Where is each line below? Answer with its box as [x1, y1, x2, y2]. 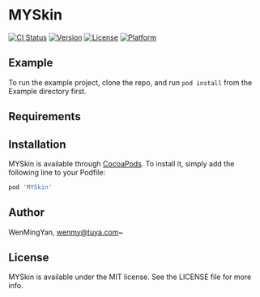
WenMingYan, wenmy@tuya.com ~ [8, 227, 124, 237]
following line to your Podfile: [8, 167, 106, 177]
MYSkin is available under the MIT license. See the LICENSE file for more [8, 272, 252, 282]
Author [8, 205, 45, 220]
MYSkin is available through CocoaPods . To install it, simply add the [8, 158, 235, 168]
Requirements [8, 110, 81, 123]
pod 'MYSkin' [8, 183, 53, 192]
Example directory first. [8, 86, 87, 96]
